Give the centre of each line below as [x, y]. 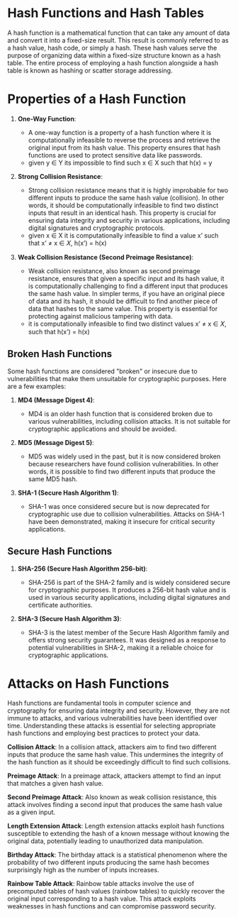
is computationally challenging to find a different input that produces [128, 286]
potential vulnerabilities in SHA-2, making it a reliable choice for [121, 647]
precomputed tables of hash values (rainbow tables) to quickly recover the [116, 891]
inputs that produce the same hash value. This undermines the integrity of [115, 754]
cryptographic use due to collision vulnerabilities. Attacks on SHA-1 [126, 514]
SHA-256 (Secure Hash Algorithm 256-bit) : [83, 569]
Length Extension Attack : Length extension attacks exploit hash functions [116, 826]
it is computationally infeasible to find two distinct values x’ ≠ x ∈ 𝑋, [127, 324]
